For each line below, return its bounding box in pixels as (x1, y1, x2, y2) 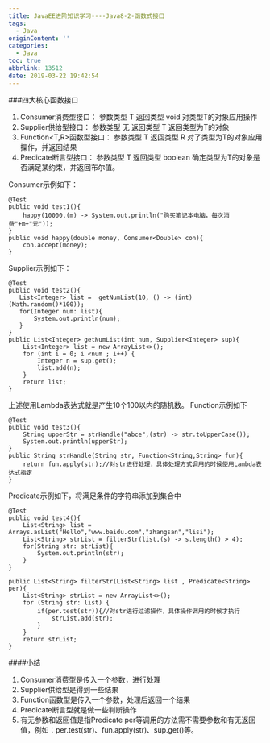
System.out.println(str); (37, 549, 125, 557)
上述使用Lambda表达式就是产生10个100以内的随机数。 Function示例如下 (8, 400, 247, 409)
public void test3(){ (8, 423, 81, 431)
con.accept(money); (23, 241, 89, 249)
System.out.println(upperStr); (23, 437, 128, 446)
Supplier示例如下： (8, 263, 72, 272)
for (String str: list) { (23, 598, 110, 607)
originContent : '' (8, 34, 70, 43)
